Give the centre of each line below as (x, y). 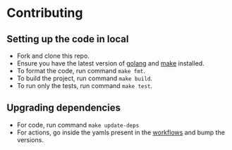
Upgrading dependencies (64, 108)
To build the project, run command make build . (85, 78)
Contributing (45, 13)
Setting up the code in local (68, 39)
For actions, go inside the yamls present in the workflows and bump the (121, 132)
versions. (30, 139)
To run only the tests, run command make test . (85, 86)
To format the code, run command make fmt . (81, 71)
